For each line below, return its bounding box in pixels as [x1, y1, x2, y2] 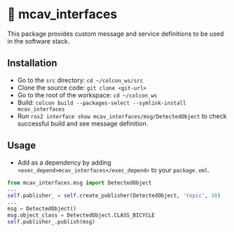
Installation [7, 57, 57, 69]
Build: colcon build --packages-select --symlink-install [17, 98, 187, 107]
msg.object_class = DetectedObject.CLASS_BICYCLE [7, 212, 156, 219]
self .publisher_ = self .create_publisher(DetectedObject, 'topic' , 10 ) [7, 192, 221, 199]
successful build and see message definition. [17, 119, 149, 128]
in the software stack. [7, 36, 70, 45]
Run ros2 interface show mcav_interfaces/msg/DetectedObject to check [17, 111, 227, 120]
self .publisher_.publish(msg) [7, 218, 96, 225]
